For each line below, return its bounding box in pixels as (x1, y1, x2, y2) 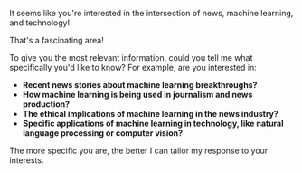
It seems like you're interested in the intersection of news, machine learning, (9, 8, 294, 18)
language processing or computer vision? (22, 128, 184, 139)
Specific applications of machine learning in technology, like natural (22, 118, 284, 129)
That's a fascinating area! (9, 35, 104, 45)
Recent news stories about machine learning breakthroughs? (22, 80, 258, 90)
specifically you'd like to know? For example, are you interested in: (9, 62, 258, 72)
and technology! (9, 17, 71, 28)
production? (22, 99, 71, 110)
